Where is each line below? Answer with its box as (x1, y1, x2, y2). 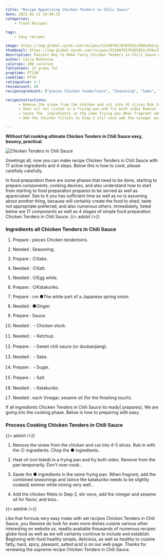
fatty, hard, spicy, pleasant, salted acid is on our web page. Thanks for (5, 541, 146, 547)
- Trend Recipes (14, 21, 48, 26)
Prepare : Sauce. (12, 313, 46, 319)
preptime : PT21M (5, 70, 38, 76)
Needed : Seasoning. (12, 246, 55, 252)
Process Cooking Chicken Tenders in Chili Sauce (5, 422, 123, 428)
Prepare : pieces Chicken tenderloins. (12, 237, 88, 243)
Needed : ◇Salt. (12, 265, 46, 271)
